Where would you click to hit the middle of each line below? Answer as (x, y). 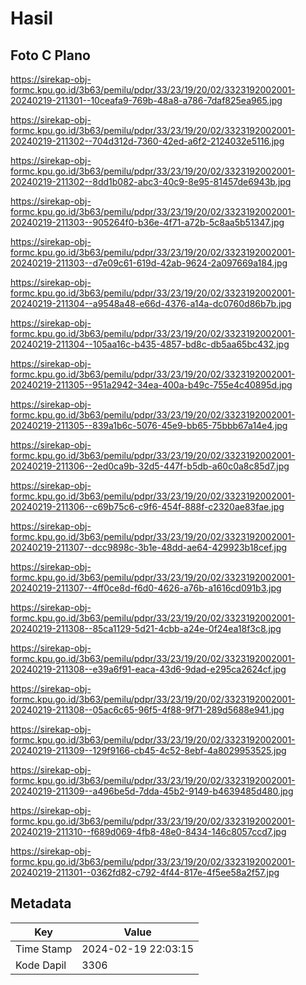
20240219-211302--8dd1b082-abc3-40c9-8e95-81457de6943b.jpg (151, 181)
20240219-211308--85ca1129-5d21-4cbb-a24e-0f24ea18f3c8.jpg (146, 628)
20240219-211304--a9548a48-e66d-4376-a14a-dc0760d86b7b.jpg (151, 303)
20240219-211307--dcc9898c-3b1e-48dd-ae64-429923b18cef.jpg (149, 547)
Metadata (41, 903)
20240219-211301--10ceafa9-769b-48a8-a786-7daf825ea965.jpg (146, 100)
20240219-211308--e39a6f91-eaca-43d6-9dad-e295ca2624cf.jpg (148, 669)
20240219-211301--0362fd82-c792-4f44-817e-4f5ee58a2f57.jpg (145, 872)
